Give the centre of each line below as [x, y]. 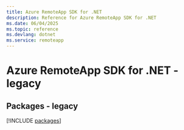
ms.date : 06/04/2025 [33, 23]
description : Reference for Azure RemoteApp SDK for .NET [81, 18]
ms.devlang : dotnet [31, 35]
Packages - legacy [42, 106]
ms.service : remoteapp [35, 40]
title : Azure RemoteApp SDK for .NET [54, 12]
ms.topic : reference [33, 29]
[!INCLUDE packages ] [34, 121]
